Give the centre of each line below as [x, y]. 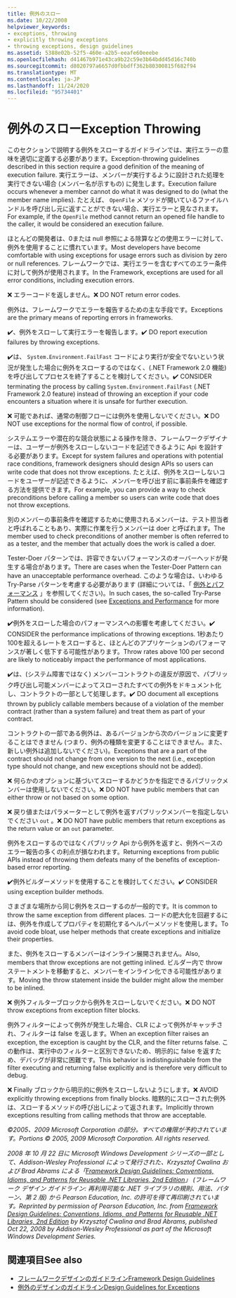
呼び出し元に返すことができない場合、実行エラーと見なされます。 [127, 209]
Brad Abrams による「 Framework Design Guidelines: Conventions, [117, 1171]
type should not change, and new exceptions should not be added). [105, 766]
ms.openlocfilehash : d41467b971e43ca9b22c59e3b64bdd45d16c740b [102, 60]
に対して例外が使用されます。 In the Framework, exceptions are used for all [115, 273]
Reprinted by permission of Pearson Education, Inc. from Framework [118, 1206]
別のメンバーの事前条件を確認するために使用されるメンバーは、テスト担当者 [118, 520]
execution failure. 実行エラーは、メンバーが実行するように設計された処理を [116, 175]
